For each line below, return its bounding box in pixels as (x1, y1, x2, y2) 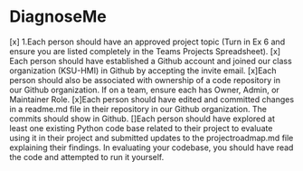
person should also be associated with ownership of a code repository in (9, 74, 280, 85)
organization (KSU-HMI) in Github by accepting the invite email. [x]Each (9, 65, 277, 76)
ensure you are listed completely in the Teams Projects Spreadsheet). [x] (9, 45, 281, 56)
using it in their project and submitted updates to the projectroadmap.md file (9, 132, 294, 143)
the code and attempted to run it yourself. (9, 151, 165, 162)
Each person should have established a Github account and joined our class (9, 55, 292, 66)
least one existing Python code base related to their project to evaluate (9, 122, 273, 133)
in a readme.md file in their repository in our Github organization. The (9, 103, 267, 114)
